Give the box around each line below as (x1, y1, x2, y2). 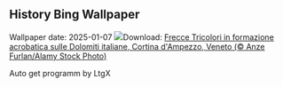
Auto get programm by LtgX (9, 67, 111, 78)
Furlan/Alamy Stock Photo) (9, 51, 107, 61)
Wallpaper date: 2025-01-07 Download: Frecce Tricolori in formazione (9, 31, 275, 43)
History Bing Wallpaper (9, 7, 140, 22)
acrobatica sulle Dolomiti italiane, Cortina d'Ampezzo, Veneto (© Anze (9, 41, 265, 51)
